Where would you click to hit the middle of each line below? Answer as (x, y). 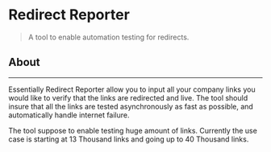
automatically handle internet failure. (69, 115)
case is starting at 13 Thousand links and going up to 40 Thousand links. (129, 139)
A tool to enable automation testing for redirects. (108, 37)
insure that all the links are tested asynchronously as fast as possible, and (131, 106)
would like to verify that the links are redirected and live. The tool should (128, 97)
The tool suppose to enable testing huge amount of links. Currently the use (133, 130)
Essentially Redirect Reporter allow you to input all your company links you (132, 89)
